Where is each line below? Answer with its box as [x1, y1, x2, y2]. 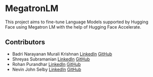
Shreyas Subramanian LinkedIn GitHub [12, 56, 90, 62]
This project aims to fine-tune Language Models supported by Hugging [5, 19, 149, 25]
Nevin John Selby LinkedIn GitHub [12, 66, 82, 72]
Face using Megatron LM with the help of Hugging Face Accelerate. [5, 24, 142, 30]
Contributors [5, 38, 45, 46]
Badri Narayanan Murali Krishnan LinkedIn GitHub [12, 51, 112, 57]
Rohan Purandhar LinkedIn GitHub [12, 61, 81, 67]
